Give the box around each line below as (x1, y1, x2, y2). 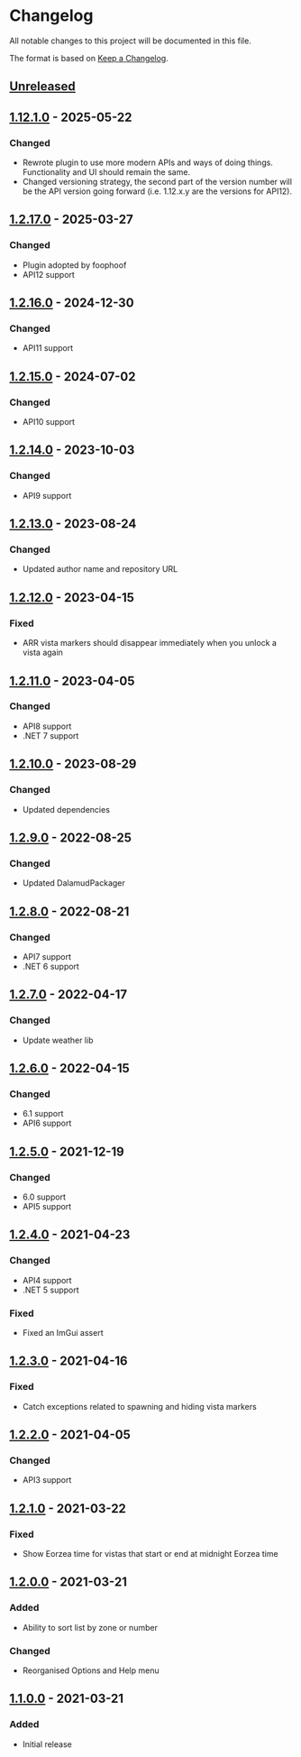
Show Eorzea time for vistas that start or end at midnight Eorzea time (22, 1549, 278, 1559)
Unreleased (9, 78, 77, 95)
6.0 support (22, 1191, 66, 1202)
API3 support (22, 1475, 72, 1486)
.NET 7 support (22, 730, 79, 741)
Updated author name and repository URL (22, 564, 178, 575)
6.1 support (22, 1108, 64, 1119)
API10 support (22, 417, 75, 428)
